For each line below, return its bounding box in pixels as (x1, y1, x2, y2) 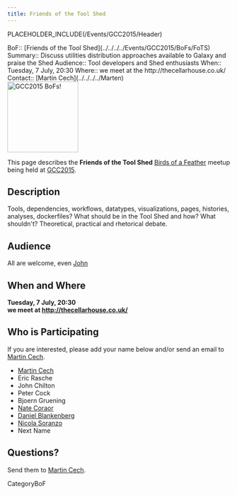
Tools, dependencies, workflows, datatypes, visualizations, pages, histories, (7, 204, 230, 213)
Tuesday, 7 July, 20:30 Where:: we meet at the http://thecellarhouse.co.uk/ (7, 66, 226, 74)
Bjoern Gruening (17, 396, 66, 404)
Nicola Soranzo (17, 419, 63, 427)
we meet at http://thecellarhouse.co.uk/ (7, 305, 129, 315)
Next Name (17, 426, 51, 435)
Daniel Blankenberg (17, 411, 75, 419)
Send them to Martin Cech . (7, 465, 86, 474)
